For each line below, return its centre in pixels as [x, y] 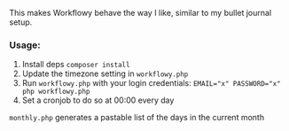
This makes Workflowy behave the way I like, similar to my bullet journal [141, 13]
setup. [21, 22]
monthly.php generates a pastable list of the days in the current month [137, 118]
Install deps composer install [76, 65]
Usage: [25, 45]
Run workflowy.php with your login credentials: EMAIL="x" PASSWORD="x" [151, 83]
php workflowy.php [56, 92]
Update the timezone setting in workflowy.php [105, 73]
